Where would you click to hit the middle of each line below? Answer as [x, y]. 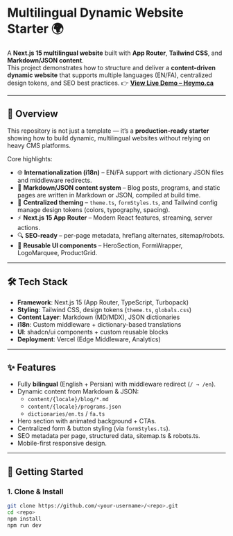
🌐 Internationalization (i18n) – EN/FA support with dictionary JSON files [120, 172]
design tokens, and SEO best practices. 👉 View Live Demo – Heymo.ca [110, 83]
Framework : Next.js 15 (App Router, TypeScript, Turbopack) [103, 302]
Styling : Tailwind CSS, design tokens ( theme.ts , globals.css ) [104, 309]
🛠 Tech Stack [37, 282]
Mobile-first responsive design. [62, 444]
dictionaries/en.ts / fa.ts [66, 414]
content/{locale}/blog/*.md [68, 400]
